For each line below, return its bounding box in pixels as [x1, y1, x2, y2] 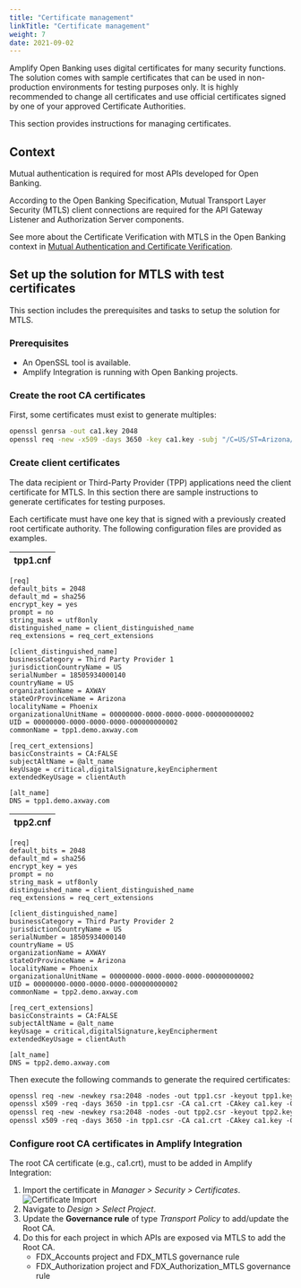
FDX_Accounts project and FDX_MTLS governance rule [35, 1251, 240, 1262]
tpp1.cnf [13, 554, 52, 566]
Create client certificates [9, 457, 121, 469]
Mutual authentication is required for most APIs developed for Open [9, 168, 259, 180]
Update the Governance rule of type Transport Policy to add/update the [21, 1214, 289, 1224]
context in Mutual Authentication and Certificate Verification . [9, 241, 233, 252]
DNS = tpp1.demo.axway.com [9, 796, 110, 805]
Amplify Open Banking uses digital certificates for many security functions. [9, 63, 287, 74]
